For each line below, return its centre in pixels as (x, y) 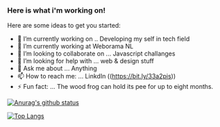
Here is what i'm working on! (57, 10)
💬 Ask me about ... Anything (57, 69)
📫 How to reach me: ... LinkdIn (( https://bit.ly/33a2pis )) (96, 76)
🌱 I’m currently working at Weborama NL (75, 46)
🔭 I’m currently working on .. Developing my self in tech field (103, 39)
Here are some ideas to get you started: (64, 26)
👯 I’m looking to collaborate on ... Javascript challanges (96, 53)
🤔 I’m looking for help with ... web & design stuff (85, 61)
